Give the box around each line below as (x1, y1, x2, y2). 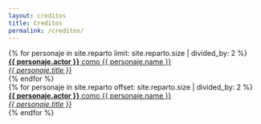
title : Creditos (8, 19, 63, 27)
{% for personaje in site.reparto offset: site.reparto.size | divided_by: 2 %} (8, 82, 253, 92)
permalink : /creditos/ (8, 26, 84, 34)
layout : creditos (8, 11, 67, 20)
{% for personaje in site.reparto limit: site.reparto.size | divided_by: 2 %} (8, 49, 247, 58)
